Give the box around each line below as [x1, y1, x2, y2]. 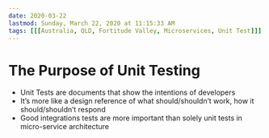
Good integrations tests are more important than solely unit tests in [19, 113, 242, 123]
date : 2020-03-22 [8, 11, 67, 20]
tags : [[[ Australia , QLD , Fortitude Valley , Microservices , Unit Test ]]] [8, 26, 263, 34]
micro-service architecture [19, 122, 109, 132]
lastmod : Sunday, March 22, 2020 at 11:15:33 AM [8, 19, 175, 27]
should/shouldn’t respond [19, 105, 107, 115]
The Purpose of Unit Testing [8, 61, 200, 79]
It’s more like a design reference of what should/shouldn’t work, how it [19, 96, 254, 106]
